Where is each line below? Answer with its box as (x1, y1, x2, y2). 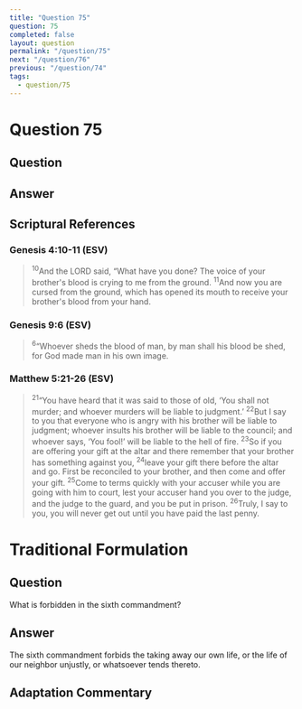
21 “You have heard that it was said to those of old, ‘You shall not (31, 393, 269, 406)
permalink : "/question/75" (9, 47, 111, 56)
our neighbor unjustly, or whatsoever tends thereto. (9, 658, 201, 669)
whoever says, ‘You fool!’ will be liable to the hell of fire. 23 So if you (31, 434, 282, 447)
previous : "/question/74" (9, 64, 107, 73)
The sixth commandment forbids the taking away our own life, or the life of (9, 649, 288, 660)
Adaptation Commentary (9, 685, 152, 700)
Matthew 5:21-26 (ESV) (9, 372, 115, 385)
